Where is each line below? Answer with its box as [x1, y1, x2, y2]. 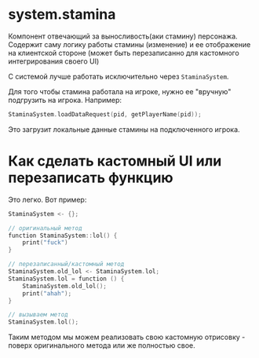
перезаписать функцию [8, 169, 174, 186]
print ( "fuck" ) [22, 239, 68, 247]
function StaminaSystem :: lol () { [8, 232, 118, 239]
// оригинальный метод [8, 224, 82, 232]
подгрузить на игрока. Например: [8, 95, 122, 104]
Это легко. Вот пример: [8, 195, 87, 204]
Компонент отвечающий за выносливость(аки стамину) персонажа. [8, 31, 238, 41]
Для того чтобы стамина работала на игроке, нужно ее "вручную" [8, 86, 232, 96]
